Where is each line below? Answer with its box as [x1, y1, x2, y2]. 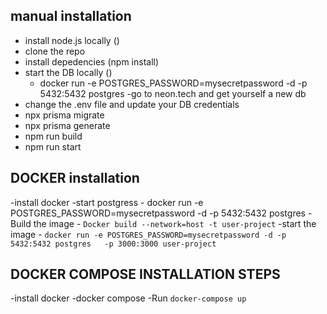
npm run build [24, 130, 83, 142]
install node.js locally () [24, 34, 120, 46]
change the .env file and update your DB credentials [24, 98, 240, 110]
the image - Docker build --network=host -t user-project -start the [33, 217, 317, 229]
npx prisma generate [24, 119, 111, 131]
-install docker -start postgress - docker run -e [10, 196, 204, 208]
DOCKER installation [10, 170, 140, 187]
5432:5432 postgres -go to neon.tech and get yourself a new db [39, 87, 307, 99]
